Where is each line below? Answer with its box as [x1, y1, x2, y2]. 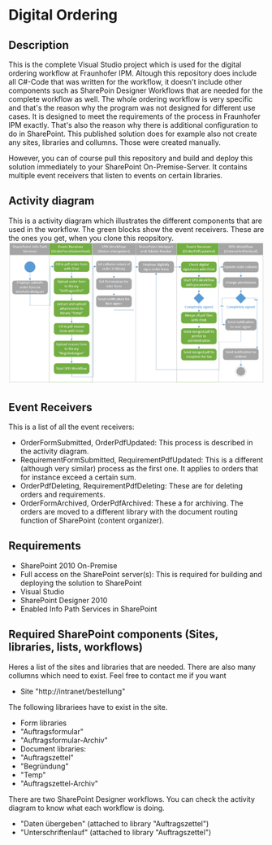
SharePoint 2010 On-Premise [19, 560, 118, 571]
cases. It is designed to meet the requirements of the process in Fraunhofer [8, 112, 261, 121]
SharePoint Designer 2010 [19, 595, 108, 605]
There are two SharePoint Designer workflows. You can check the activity [8, 794, 256, 803]
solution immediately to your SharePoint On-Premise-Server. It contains [8, 162, 248, 172]
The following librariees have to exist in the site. [8, 702, 168, 711]
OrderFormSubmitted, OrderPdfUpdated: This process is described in [19, 437, 253, 447]
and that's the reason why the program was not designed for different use [8, 103, 256, 112]
